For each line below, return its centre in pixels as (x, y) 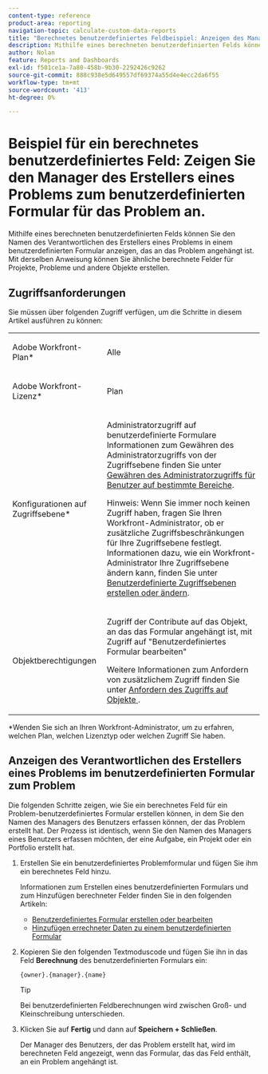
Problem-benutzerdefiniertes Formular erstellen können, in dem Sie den (126, 813)
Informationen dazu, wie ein (159, 553)
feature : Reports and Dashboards (64, 61)
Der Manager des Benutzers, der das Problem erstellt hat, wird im (127, 1044)
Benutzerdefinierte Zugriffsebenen (171, 583)
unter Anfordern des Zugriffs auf (167, 690)
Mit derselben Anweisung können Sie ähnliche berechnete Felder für (121, 260)
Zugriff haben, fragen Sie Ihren (164, 513)
